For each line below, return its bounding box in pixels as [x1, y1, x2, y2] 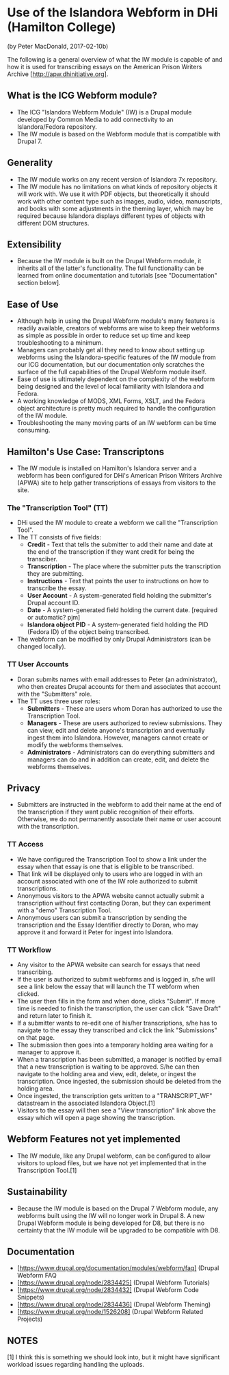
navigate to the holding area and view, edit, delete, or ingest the [16, 1070, 197, 1078]
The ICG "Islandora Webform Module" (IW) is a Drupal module [16, 108, 193, 116]
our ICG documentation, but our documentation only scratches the [16, 361, 205, 369]
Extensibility [7, 239, 62, 250]
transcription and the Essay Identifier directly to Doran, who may [16, 921, 199, 929]
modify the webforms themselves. [27, 740, 124, 749]
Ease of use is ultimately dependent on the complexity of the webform [16, 375, 215, 383]
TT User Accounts [7, 659, 69, 669]
